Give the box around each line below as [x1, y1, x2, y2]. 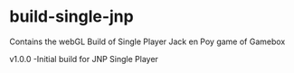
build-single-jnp [9, 6, 134, 27]
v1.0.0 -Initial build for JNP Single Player [9, 53, 158, 64]
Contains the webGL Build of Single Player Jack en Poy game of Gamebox [9, 36, 286, 47]
